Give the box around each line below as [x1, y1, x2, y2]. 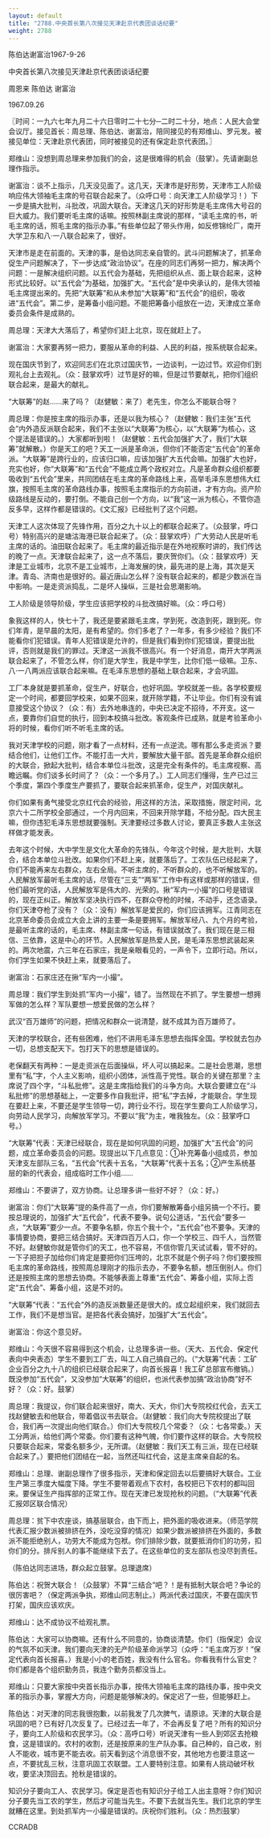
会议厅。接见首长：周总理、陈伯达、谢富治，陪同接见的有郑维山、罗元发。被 [8, 126, 262, 137]
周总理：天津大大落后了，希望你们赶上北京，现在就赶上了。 [8, 325, 206, 335]
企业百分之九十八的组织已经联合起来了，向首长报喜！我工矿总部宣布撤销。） [8, 1364, 259, 1374]
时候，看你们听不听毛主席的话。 [22, 723, 129, 733]
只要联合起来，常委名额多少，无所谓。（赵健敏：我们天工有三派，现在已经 [8, 1442, 252, 1451]
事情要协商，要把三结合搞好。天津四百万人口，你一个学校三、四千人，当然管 [8, 1233, 262, 1242]
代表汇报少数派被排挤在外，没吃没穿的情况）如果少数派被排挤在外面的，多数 [8, 1526, 262, 1536]
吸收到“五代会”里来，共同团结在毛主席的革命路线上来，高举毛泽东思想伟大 [8, 474, 255, 484]
